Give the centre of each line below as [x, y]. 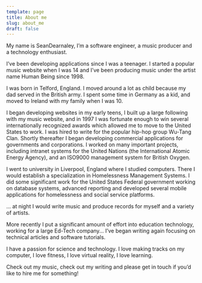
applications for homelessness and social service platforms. [81, 195]
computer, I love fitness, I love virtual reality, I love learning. [80, 255]
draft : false [23, 29]
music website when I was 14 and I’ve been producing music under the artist [101, 70]
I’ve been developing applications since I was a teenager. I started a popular [100, 64]
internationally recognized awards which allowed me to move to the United [99, 126]
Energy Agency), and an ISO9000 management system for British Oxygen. [98, 158]
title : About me [26, 17]
